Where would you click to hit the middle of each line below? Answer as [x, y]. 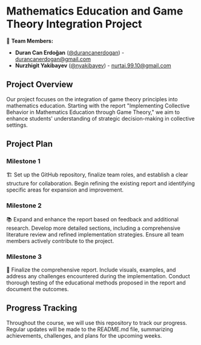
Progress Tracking [42, 308]
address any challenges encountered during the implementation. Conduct [98, 276]
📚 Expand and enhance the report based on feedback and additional [92, 219]
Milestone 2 [24, 206]
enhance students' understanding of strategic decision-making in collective [100, 118]
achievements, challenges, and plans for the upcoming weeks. [84, 335]
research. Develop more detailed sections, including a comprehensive [93, 228]
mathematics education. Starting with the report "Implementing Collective [98, 106]
